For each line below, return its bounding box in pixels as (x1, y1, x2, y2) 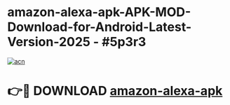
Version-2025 (7, 34, 91, 50)
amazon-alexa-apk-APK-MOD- (7, 4, 191, 20)
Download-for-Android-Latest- (7, 19, 192, 35)
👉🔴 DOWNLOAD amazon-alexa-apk (7, 83, 223, 99)
